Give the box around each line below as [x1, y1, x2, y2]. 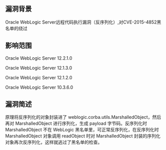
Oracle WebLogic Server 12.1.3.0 [5, 65, 72, 71]
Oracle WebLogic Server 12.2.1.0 [5, 55, 72, 61]
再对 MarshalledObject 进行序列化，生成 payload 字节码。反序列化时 [5, 120, 147, 126]
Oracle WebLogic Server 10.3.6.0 [5, 84, 73, 90]
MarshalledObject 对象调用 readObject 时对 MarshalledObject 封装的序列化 [5, 133, 161, 139]
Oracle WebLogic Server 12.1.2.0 [5, 74, 72, 80]
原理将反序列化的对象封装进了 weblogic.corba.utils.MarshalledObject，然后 [5, 114, 161, 120]
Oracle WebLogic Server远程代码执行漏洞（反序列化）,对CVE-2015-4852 [5, 19, 157, 25]
